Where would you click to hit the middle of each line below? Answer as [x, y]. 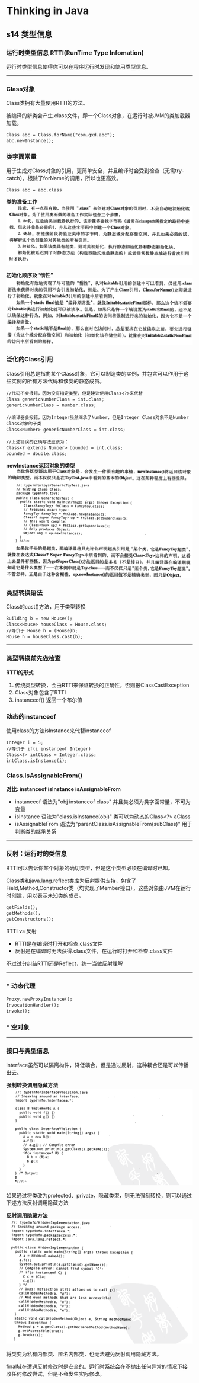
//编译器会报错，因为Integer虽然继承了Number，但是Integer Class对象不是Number [98, 417]
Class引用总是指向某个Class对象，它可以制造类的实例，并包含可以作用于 [95, 373]
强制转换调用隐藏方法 [32, 1085]
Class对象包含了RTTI [40, 692]
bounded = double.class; [37, 454]
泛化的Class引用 [30, 360]
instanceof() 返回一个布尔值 [49, 700]
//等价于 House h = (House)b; [42, 631]
